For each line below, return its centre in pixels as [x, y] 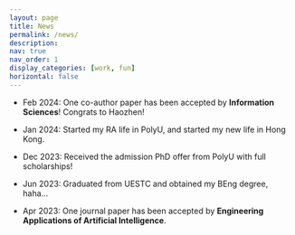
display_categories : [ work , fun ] [72, 69]
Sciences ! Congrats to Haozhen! [83, 112]
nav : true [28, 52]
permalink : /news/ [44, 34]
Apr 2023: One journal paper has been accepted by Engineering [143, 211]
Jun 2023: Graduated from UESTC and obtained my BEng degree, [145, 183]
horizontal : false [44, 77]
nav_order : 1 [34, 60]
